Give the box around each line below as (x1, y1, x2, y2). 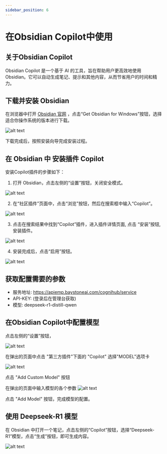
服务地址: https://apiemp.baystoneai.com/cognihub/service (12, 289, 137, 295)
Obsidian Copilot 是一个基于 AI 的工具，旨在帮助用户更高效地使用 (5, 67, 142, 73)
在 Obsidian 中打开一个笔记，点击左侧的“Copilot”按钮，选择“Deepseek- (5, 426, 155, 433)
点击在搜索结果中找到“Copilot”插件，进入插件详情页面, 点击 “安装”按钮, (12, 221, 161, 228)
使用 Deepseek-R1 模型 (5, 412, 78, 421)
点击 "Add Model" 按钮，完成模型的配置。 (5, 396, 93, 402)
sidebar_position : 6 (5, 7, 49, 13)
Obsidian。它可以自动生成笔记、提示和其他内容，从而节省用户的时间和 (5, 73, 153, 80)
